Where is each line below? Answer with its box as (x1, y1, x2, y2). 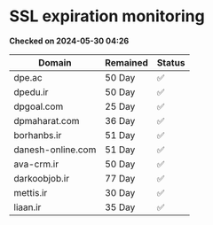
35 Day (105, 201, 136, 213)
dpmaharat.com (13, 114, 80, 127)
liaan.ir (13, 201, 42, 213)
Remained (105, 56, 149, 68)
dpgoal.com (13, 100, 64, 112)
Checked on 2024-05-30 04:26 (9, 35, 130, 46)
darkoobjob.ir (13, 172, 69, 184)
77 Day (105, 172, 136, 184)
